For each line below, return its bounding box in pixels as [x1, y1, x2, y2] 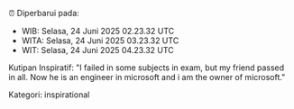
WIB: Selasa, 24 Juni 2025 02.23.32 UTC [21, 26, 175, 36]
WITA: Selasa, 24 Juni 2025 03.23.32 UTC [21, 35, 179, 46]
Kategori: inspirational [8, 89, 90, 100]
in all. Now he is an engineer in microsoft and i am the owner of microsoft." [8, 72, 286, 82]
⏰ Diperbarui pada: [8, 8, 80, 18]
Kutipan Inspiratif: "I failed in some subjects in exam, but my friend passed [8, 62, 285, 73]
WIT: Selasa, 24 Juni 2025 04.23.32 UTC [21, 45, 175, 55]
